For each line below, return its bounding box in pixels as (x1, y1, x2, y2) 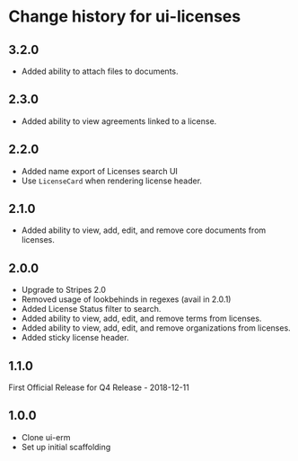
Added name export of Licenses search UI (21, 165, 179, 176)
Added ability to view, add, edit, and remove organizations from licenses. (21, 323, 291, 333)
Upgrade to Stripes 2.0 (21, 285, 107, 296)
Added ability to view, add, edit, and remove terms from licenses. (21, 313, 262, 324)
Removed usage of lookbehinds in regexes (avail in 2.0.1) (21, 294, 232, 305)
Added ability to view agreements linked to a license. (21, 115, 217, 127)
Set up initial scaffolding (21, 441, 111, 452)
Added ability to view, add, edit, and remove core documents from (21, 225, 267, 235)
